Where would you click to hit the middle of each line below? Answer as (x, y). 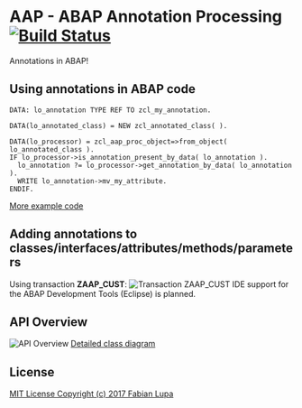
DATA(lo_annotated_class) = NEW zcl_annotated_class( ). (119, 125)
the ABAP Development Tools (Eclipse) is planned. (103, 293)
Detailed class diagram (113, 344)
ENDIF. (22, 189)
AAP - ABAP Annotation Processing (146, 17)
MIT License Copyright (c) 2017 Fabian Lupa (92, 394)
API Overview (49, 322)
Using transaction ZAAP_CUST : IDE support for (149, 284)
